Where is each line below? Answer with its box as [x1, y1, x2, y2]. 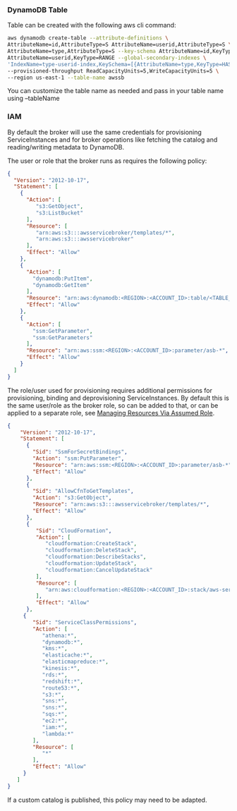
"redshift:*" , [42, 678, 83, 685]
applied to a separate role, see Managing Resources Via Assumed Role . [7, 408, 215, 417]
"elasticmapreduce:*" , [42, 658, 109, 666]
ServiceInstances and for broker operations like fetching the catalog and [7, 135, 218, 144]
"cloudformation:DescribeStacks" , [44, 554, 147, 561]
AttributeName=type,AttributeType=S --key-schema [7, 48, 157, 55]
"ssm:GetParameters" [32, 334, 93, 341]
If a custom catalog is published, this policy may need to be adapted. [7, 795, 207, 804]
